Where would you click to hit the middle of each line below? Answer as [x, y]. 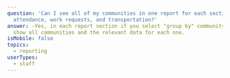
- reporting [30, 52]
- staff [24, 64]
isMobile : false [30, 39]
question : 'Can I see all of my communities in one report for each [107, 13]
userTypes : [23, 58]
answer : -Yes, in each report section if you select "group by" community [116, 26]
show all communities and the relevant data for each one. [99, 32]
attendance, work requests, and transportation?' [85, 20]
